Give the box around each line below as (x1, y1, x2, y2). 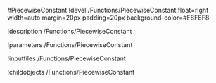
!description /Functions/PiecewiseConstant (7, 27, 132, 35)
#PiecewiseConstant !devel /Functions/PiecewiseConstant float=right (7, 6, 209, 14)
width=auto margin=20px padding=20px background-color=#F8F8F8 (7, 13, 210, 22)
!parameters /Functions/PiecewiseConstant (7, 41, 133, 49)
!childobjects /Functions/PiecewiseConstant (7, 68, 135, 76)
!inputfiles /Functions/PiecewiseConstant (7, 54, 127, 63)
